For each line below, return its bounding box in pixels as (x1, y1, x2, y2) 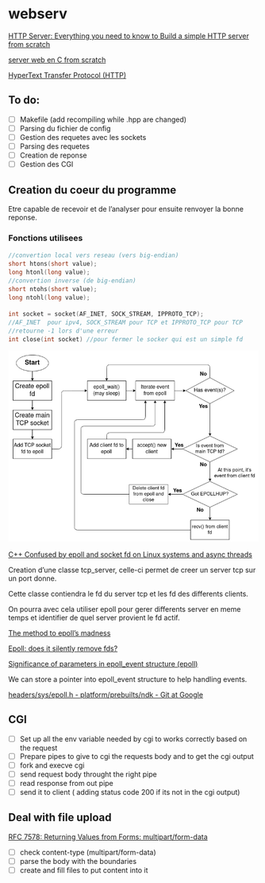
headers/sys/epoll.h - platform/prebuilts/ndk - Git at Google (8, 690, 204, 699)
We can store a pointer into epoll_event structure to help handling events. (8, 674, 248, 684)
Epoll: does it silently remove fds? (8, 644, 118, 653)
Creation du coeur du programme (8, 183, 177, 196)
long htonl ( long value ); (8, 268, 90, 276)
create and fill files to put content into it (19, 865, 148, 875)
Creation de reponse (19, 150, 87, 160)
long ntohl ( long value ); (8, 294, 90, 301)
